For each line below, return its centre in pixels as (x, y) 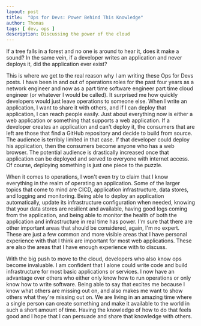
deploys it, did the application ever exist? (57, 64)
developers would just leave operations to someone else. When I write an (97, 101)
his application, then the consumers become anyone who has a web (90, 146)
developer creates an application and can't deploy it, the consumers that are (100, 127)
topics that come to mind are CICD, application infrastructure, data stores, (97, 189)
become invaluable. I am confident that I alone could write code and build (97, 265)
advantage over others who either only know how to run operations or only (99, 278)
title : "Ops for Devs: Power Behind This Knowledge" (75, 17)
